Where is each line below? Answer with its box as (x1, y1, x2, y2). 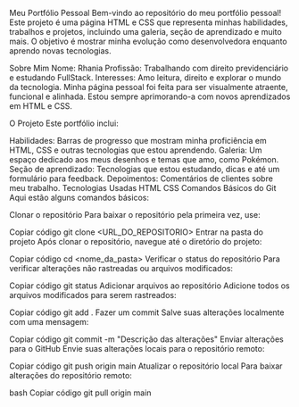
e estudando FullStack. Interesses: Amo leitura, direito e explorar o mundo (9, 72, 282, 83)
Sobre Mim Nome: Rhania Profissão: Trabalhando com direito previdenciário (9, 62, 289, 73)
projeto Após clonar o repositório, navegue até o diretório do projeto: (9, 237, 262, 246)
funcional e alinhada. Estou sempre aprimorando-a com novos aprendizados (9, 91, 291, 102)
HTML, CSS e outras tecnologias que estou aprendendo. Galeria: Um (9, 145, 262, 155)
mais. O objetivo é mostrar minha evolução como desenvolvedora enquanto (9, 36, 287, 46)
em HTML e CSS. (9, 101, 73, 111)
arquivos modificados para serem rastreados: (9, 290, 177, 300)
